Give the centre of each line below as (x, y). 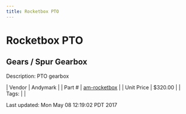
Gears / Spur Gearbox (47, 62)
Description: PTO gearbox (38, 76)
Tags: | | (16, 94)
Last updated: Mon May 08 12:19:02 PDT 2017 (62, 105)
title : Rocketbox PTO (33, 11)
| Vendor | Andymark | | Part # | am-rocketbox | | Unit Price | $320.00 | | (93, 87)
